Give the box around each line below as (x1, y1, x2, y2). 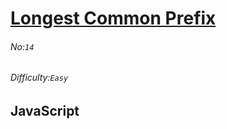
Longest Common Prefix (10, 7, 217, 30)
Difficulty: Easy (10, 72, 69, 84)
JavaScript (10, 103, 80, 119)
